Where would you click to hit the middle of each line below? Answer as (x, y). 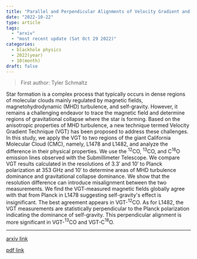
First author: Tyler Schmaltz (54, 83)
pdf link (15, 250)
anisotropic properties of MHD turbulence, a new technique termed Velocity (98, 125)
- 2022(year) (27, 55)
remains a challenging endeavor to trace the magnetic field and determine (96, 113)
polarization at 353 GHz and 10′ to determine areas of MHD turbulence (91, 170)
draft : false (22, 66)
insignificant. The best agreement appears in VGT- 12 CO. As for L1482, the (95, 202)
